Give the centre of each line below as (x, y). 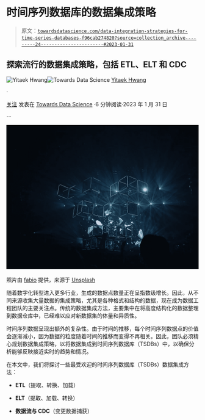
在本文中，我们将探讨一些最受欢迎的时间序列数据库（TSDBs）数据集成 (95, 364)
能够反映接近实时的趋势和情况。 (52, 351)
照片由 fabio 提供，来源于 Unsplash (51, 280)
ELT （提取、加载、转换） (47, 398)
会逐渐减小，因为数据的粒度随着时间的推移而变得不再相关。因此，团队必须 (100, 336)
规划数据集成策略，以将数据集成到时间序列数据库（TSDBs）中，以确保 (100, 344)
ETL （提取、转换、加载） (47, 385)
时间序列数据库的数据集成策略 (81, 13)
